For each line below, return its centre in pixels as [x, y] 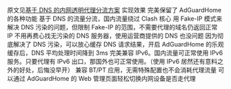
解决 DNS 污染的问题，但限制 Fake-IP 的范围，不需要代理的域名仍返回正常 [112, 27]
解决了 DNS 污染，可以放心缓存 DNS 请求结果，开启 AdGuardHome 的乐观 [118, 44]
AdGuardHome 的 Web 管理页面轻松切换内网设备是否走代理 [111, 78]
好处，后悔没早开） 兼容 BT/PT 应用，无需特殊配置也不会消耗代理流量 [118, 70]
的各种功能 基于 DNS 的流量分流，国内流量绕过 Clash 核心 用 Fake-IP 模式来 [115, 18]
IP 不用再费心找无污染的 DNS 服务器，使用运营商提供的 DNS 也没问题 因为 [112, 36]
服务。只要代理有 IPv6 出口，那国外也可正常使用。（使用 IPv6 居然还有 [106, 61]
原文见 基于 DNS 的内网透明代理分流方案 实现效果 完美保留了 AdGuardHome [114, 10]
